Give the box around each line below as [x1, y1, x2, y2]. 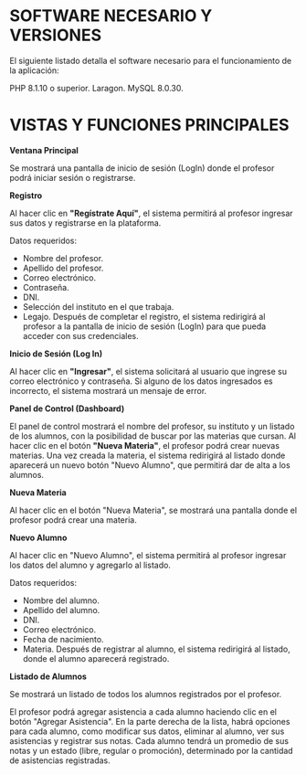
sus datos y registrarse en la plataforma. [9, 217, 162, 228]
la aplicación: [9, 65, 59, 76]
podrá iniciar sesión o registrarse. [9, 172, 136, 183]
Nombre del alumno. [22, 595, 100, 606]
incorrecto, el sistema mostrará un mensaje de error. [9, 385, 207, 396]
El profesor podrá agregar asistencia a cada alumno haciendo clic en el [9, 706, 277, 717]
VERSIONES [9, 25, 102, 46]
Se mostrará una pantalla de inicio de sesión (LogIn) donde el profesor [9, 162, 275, 174]
